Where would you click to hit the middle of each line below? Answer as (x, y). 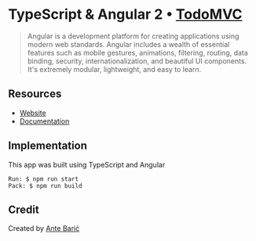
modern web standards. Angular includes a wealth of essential (128, 44)
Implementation (48, 146)
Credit (24, 209)
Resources (35, 94)
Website (33, 113)
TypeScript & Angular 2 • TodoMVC (125, 14)
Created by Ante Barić (44, 228)
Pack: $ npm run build (45, 185)
